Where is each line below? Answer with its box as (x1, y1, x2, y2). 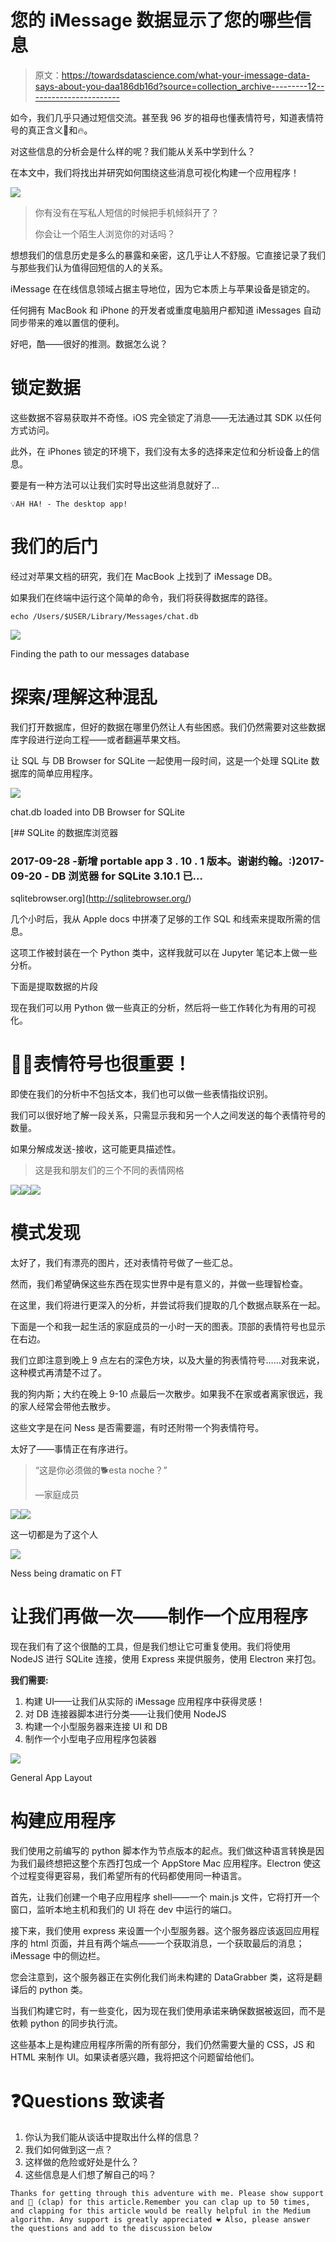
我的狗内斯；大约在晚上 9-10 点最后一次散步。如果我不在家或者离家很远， (10, 1387, 315, 1400)
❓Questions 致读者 (10, 2089, 165, 2112)
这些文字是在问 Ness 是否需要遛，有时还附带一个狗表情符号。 (10, 1421, 265, 1433)
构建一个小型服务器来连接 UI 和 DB (24, 1720, 168, 1732)
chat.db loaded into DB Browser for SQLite (10, 806, 186, 818)
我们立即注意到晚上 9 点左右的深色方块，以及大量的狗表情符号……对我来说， (10, 1354, 325, 1366)
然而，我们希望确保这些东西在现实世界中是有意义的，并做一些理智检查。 (10, 1277, 308, 1290)
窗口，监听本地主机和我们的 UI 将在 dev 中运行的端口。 (10, 1903, 238, 1915)
